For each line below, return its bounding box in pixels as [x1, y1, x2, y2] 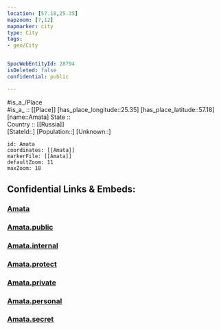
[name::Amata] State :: [7, 113, 71, 121]
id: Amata [7, 140, 36, 148]
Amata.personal [7, 296, 62, 306]
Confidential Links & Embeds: [7, 184, 136, 195]
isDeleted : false [7, 67, 57, 74]
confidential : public [7, 73, 69, 80]
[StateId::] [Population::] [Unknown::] [7, 127, 111, 135]
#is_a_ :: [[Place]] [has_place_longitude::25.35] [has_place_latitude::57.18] [7, 105, 215, 113]
